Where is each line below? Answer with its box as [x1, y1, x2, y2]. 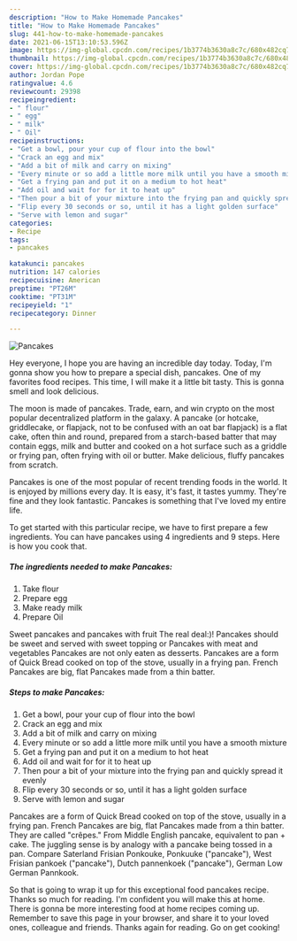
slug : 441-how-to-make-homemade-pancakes [9, 29, 164, 38]
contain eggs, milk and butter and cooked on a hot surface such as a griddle [9, 441, 287, 451]
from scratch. [9, 459, 59, 470]
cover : [9, 63, 34, 72]
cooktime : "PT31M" [9, 292, 77, 301]
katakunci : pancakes [9, 259, 86, 268]
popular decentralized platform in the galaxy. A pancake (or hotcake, [9, 413, 259, 423]
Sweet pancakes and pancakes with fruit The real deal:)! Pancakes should [9, 629, 278, 640]
